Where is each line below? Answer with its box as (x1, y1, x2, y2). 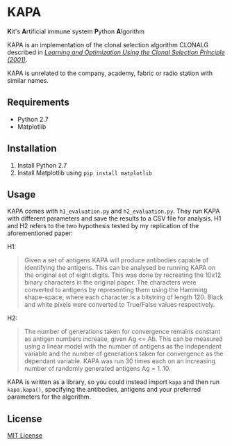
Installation (7, 143, 57, 154)
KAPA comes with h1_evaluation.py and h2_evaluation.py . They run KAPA (7, 207, 220, 216)
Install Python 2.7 (17, 161, 67, 169)
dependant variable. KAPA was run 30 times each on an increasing (24, 357, 215, 365)
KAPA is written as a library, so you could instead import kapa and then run (7, 378, 220, 386)
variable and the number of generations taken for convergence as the (24, 349, 224, 358)
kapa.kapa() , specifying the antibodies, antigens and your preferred (7, 385, 201, 394)
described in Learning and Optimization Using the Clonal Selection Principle (7, 48, 225, 56)
